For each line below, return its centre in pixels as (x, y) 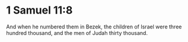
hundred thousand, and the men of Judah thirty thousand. (77, 33)
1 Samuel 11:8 (39, 10)
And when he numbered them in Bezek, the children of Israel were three (94, 27)
